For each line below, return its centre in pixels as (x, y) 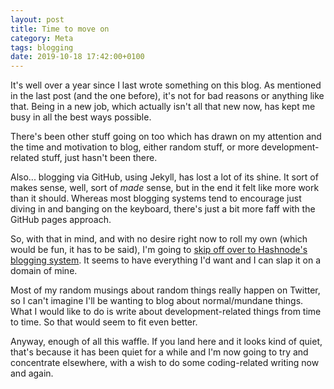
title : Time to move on (60, 29)
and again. (32, 373)
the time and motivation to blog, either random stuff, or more (135, 147)
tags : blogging (42, 47)
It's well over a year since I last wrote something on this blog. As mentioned (166, 85)
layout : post (37, 19)
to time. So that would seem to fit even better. (104, 322)
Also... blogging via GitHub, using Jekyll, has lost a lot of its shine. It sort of (164, 177)
